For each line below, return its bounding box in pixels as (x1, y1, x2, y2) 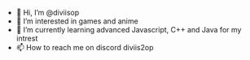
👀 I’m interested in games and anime (15, 16, 138, 26)
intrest (15, 33, 38, 43)
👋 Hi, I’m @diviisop (15, 8, 80, 17)
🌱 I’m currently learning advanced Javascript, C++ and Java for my (15, 25, 242, 34)
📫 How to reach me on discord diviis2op (15, 43, 154, 52)
